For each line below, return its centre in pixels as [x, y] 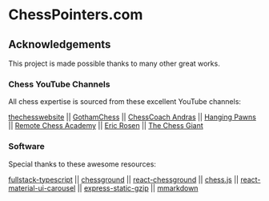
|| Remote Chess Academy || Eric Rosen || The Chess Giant [106, 126]
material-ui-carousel [42, 188]
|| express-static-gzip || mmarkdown [138, 188]
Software [27, 147]
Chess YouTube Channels [59, 84]
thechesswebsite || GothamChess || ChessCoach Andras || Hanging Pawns [132, 117]
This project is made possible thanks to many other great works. [114, 63]
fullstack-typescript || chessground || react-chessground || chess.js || [123, 179]
